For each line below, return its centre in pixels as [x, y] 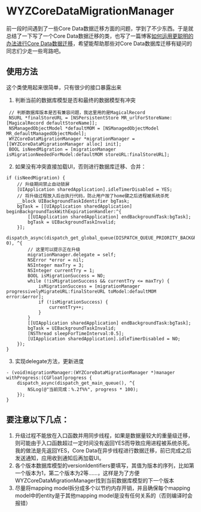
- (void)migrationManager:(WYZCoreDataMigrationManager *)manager [91, 372]
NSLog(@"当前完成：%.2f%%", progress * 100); [83, 389]
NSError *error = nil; [56, 260]
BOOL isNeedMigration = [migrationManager [63, 149]
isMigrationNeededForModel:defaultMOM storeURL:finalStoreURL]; [88, 154]
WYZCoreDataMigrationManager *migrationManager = [72, 139]
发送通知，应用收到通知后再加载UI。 [60, 458]
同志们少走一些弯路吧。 [35, 51]
